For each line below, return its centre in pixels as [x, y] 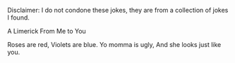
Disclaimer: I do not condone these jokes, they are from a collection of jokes [118, 10]
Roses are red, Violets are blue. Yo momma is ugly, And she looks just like [114, 44]
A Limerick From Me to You [47, 31]
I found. [19, 17]
